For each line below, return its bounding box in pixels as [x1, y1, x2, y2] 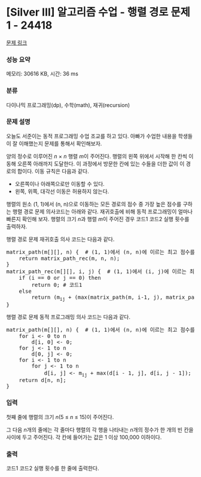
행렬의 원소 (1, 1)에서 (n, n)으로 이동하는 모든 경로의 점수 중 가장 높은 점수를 [6, 200, 182, 207]
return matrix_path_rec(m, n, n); [19, 255, 120, 262]
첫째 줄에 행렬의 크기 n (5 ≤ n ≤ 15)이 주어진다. [6, 413, 114, 420]
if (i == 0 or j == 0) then [19, 274, 101, 281]
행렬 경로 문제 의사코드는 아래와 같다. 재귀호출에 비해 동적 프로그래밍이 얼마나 [12, 207, 193, 215]
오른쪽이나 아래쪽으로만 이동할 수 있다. [14, 180, 105, 187]
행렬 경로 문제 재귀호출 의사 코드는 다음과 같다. [6, 236, 115, 243]
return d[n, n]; [19, 377, 67, 384]
